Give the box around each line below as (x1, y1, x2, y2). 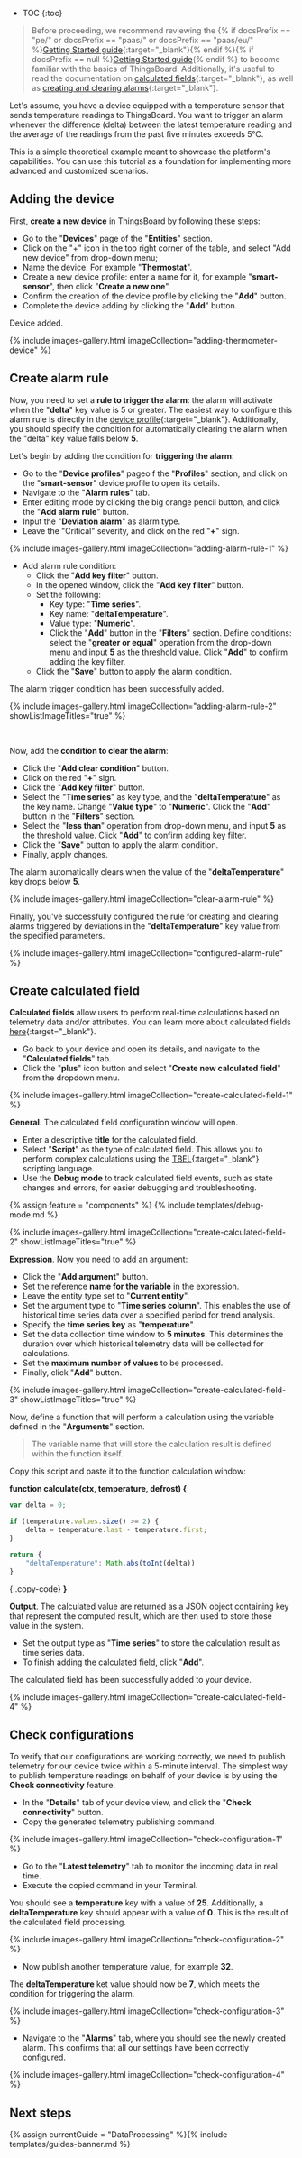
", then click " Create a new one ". (49, 280, 171, 291)
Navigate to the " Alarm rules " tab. (22, 487, 151, 498)
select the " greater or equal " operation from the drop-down (49, 637, 272, 647)
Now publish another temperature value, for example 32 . (22, 1961, 233, 1972)
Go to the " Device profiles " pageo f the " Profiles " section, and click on (22, 468, 288, 479)
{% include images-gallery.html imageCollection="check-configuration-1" (9, 1834, 283, 1845)
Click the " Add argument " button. (22, 1272, 149, 1282)
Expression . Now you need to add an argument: (9, 1253, 188, 1265)
